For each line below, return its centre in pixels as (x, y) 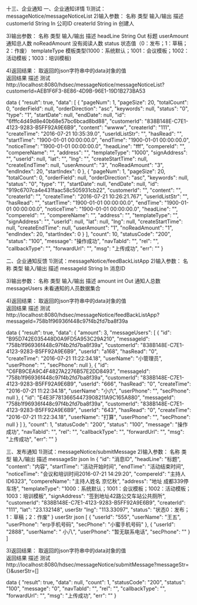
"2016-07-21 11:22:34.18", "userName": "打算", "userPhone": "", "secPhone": (98, 417)
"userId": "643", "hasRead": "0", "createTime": (135, 410)
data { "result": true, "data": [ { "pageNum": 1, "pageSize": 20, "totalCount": (97, 102)
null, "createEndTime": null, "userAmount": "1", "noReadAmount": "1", (90, 228)
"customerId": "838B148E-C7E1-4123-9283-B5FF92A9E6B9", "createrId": (96, 503)
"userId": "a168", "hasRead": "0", (118, 351)
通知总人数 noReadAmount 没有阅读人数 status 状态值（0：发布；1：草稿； (97, 43)
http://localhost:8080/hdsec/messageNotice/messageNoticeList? (85, 85)
